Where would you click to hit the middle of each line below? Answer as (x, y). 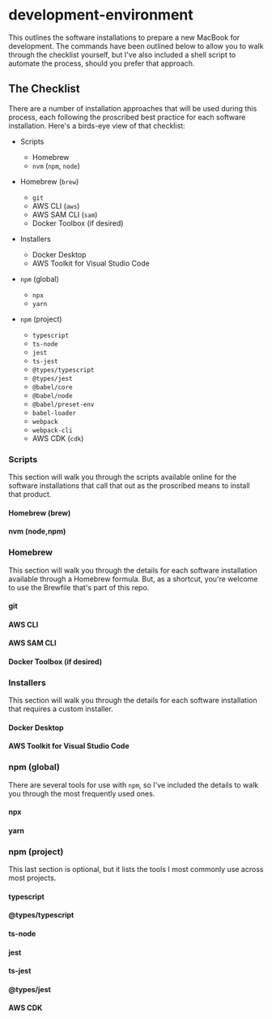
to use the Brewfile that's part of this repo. (79, 587)
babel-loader (54, 413)
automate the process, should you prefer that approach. (102, 63)
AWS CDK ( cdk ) (58, 438)
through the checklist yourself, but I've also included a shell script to (122, 54)
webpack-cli (52, 430)
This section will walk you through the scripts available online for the (123, 477)
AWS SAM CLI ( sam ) (65, 214)
